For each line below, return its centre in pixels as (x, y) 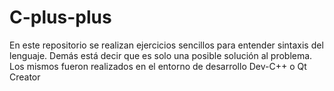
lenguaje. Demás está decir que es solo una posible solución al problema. (161, 55)
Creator (25, 77)
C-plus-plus (60, 17)
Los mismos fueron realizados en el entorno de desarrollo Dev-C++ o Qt (158, 66)
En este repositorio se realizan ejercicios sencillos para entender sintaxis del (166, 45)
